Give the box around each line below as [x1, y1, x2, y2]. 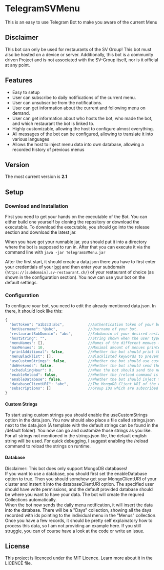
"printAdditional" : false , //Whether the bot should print [9, 349, 154, 354]
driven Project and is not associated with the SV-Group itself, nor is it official [5, 57, 159, 63]
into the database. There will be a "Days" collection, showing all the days [5, 507, 152, 513]
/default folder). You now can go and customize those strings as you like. [5, 427, 152, 434]
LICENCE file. [5, 560, 32, 566]
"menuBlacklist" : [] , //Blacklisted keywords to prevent [9, 354, 161, 359]
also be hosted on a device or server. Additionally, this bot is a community [5, 51, 154, 57]
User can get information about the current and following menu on [12, 105, 145, 111]
